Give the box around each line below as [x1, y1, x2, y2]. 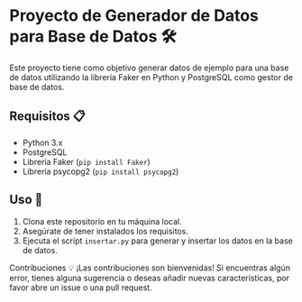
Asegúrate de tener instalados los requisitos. [22, 225, 189, 236]
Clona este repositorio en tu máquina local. [22, 215, 182, 226]
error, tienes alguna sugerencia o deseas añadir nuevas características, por [9, 272, 290, 283]
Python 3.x [22, 137, 63, 148]
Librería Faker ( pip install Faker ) [22, 156, 151, 167]
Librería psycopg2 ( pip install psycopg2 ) [22, 166, 179, 177]
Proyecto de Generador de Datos [9, 5, 259, 26]
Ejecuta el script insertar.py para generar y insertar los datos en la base [22, 235, 293, 246]
